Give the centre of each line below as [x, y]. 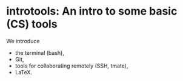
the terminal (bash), [40, 52]
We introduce [23, 41]
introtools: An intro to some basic [92, 11]
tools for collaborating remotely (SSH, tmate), [72, 66]
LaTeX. [23, 72]
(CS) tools [32, 24]
